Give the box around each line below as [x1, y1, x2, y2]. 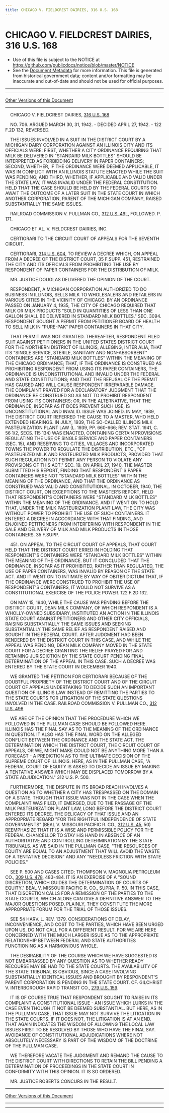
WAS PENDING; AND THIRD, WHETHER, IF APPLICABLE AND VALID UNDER [5, 174, 162, 180]
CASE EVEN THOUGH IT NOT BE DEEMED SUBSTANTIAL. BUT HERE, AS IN [5, 1005, 162, 1011]
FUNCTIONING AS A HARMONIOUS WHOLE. [5, 943, 98, 949]
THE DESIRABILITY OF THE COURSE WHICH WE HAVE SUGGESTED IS [10, 952, 157, 958]
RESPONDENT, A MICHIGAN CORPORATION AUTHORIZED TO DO [10, 286, 147, 292]
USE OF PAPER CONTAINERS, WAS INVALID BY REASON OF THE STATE [5, 568, 155, 574]
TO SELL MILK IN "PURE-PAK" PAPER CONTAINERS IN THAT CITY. [5, 324, 144, 330]
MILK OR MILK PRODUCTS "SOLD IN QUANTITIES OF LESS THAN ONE [5, 307, 153, 314]
